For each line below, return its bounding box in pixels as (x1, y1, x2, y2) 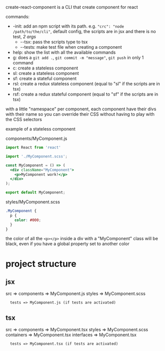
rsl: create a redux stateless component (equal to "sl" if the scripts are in (12, 81, 160, 87)
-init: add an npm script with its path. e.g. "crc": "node (12, 23, 125, 29)
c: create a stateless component (12, 65, 78, 71)
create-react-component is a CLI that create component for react (5, 4, 138, 10)
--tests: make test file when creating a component (20, 44, 122, 50)
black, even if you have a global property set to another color (5, 241, 130, 247)
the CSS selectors (5, 117, 42, 122)
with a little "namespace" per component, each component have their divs (5, 106, 157, 112)
